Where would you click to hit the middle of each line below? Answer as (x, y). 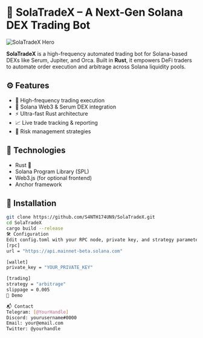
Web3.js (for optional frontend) (53, 177)
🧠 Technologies (36, 151)
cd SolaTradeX (24, 223)
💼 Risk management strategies (53, 131)
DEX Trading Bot (48, 25)
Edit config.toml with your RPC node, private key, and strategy (90, 240)
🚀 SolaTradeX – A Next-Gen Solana (95, 12)
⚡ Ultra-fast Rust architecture (52, 113)
